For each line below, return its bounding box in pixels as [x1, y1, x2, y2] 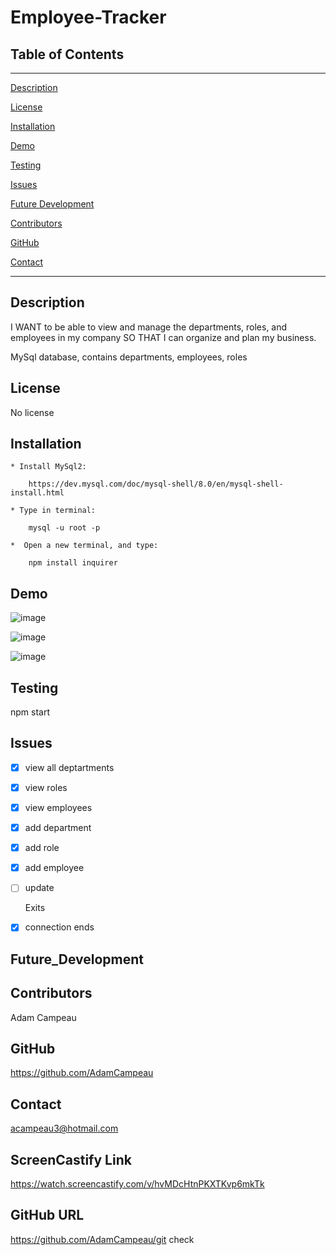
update [24, 882, 55, 894]
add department [24, 822, 92, 834]
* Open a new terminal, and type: [10, 541, 159, 551]
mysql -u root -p [28, 523, 101, 533]
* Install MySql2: [10, 462, 87, 472]
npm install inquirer [28, 558, 118, 568]
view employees [24, 802, 93, 813]
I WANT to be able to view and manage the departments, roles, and [10, 321, 288, 333]
